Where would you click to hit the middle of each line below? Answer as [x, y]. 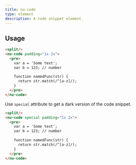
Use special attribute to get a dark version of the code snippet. [68, 104]
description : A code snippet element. [44, 18]
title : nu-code [20, 9]
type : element [19, 14]
